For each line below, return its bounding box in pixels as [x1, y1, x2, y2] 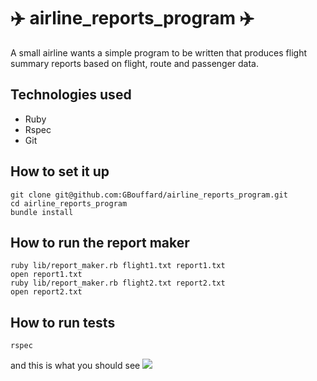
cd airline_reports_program [10, 198, 128, 209]
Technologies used [10, 86, 132, 104]
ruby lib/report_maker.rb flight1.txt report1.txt [10, 261, 226, 271]
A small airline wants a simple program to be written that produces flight [10, 46, 307, 59]
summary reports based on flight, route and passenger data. [10, 57, 260, 69]
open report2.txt [10, 287, 83, 297]
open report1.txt [10, 270, 83, 280]
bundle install [10, 207, 74, 217]
